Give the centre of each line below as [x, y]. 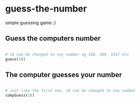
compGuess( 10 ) [20, 95]
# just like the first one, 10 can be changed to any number [71, 91]
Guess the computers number [53, 38]
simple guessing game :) [31, 23]
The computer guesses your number [63, 75]
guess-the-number [46, 9]
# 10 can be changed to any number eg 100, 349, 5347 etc [67, 54]
